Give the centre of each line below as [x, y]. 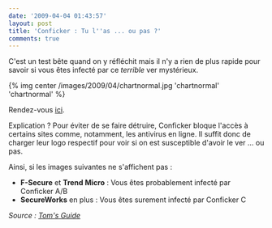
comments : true [34, 38]
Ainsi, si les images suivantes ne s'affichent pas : [91, 167]
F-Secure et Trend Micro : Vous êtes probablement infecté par [125, 183]
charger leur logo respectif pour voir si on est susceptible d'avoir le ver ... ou [136, 143]
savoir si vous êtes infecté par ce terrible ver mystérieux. [104, 70]
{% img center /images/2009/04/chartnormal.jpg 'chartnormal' [114, 86]
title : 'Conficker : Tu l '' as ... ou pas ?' [85, 31]
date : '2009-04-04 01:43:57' [58, 16]
